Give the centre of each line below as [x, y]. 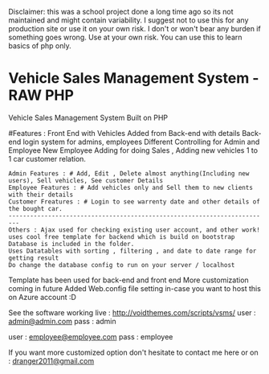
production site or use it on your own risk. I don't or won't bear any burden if [134, 29]
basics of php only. [40, 46]
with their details [41, 195]
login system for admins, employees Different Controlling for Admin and [141, 142]
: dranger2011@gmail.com [51, 360]
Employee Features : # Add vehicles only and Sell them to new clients [130, 187]
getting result [34, 258]
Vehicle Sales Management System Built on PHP [88, 117]
